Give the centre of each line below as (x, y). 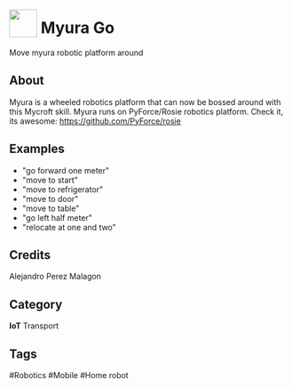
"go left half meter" (57, 217)
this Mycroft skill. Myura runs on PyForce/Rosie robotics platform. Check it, (146, 111)
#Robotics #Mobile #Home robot (69, 375)
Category (36, 304)
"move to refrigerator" (63, 189)
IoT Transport (34, 326)
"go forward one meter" (66, 170)
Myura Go (78, 28)
